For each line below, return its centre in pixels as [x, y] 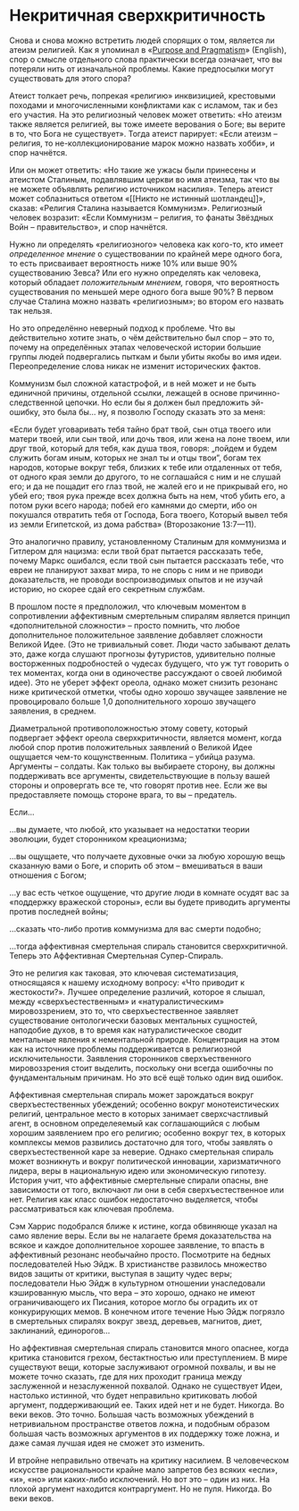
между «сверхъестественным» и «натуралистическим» [117, 1001]
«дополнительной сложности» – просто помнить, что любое [125, 625]
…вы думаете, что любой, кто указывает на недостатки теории [129, 829]
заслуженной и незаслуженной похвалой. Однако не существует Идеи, [146, 1386]
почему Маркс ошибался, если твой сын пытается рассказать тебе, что [146, 561]
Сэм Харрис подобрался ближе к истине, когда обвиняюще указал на [144, 1226]
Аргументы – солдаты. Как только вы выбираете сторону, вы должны [142, 766]
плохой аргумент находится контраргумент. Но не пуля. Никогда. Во [141, 1489]
